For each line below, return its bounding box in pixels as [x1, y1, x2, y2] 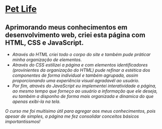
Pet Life [5, 3, 37, 15]
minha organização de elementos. [12, 57, 82, 63]
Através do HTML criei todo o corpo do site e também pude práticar [12, 52, 151, 57]
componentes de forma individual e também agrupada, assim [12, 72, 138, 78]
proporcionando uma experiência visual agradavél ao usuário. [12, 78, 140, 83]
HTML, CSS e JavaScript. [5, 38, 84, 47]
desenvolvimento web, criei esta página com [5, 31, 146, 39]
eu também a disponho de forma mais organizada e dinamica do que [12, 94, 154, 99]
